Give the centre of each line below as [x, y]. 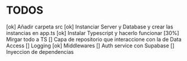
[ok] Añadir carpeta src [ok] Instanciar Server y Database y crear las [90, 27]
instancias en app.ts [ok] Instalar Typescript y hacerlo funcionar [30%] [93, 33]
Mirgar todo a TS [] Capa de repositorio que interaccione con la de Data [94, 39]
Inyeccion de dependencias [40, 52]
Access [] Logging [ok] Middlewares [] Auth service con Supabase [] [90, 46]
